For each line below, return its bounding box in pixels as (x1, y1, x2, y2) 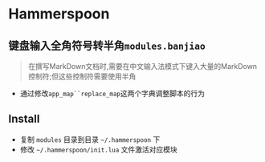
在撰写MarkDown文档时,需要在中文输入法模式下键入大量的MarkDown (27, 62, 258, 71)
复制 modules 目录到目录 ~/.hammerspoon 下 (19, 134, 161, 144)
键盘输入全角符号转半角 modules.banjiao (8, 38, 206, 52)
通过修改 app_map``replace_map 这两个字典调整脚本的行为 (19, 89, 205, 98)
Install (8, 112, 40, 126)
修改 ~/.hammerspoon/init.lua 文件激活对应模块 (19, 144, 178, 154)
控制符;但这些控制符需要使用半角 (27, 71, 137, 81)
